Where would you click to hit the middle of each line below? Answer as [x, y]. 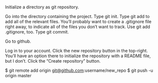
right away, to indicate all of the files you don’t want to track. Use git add [78, 27]
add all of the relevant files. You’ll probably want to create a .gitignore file [78, 22]
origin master [18, 75]
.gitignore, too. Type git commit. [37, 32]
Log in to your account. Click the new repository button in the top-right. [77, 51]
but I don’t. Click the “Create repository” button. [53, 61]
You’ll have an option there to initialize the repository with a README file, [78, 56]
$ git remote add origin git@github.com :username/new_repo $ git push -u [79, 70]
